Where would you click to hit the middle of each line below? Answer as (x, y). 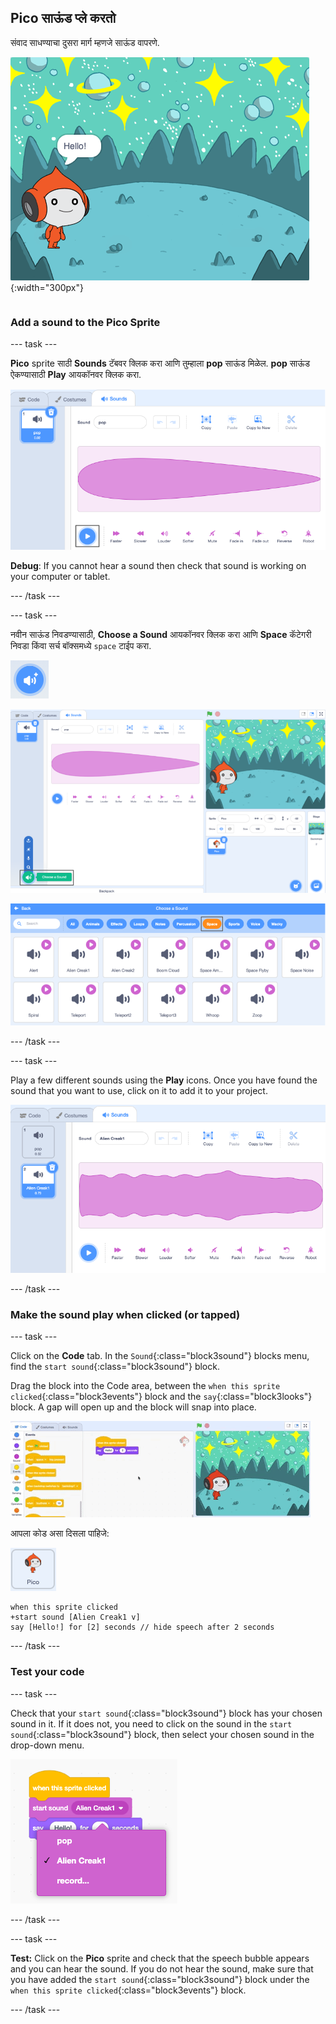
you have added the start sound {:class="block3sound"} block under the (160, 1979)
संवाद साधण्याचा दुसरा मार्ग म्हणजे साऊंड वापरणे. (85, 42)
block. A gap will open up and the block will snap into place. (133, 1407)
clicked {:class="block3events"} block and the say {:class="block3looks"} (161, 1397)
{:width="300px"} (47, 287)
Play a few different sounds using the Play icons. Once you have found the (164, 1080)
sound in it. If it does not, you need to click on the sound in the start (151, 1723)
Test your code (47, 1672)
